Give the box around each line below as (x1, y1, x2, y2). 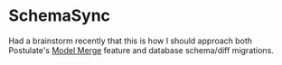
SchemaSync (8, 5, 110, 26)
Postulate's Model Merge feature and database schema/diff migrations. (8, 44, 275, 55)
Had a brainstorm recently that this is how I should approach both (8, 35, 253, 46)
